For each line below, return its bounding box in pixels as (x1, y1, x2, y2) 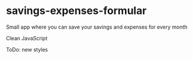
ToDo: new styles (6, 46, 48, 53)
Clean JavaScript (6, 34, 48, 41)
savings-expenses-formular (6, 4, 147, 18)
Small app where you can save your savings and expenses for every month (6, 23, 188, 30)
